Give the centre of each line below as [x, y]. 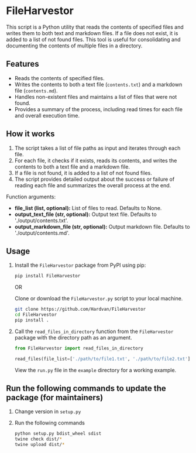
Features [23, 64]
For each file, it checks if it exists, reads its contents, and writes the [96, 160]
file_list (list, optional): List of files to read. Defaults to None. [88, 208]
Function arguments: [31, 197]
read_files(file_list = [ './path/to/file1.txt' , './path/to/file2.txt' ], [104, 359]
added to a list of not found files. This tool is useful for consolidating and [93, 39]
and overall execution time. [47, 115]
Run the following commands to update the [86, 388]
